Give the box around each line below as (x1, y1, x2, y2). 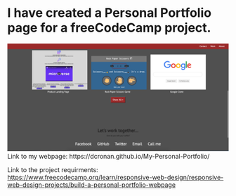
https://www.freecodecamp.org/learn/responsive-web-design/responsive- (7, 174, 224, 182)
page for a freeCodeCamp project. (7, 20, 211, 36)
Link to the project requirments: (7, 166, 98, 174)
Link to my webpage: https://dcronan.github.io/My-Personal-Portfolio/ (7, 152, 210, 161)
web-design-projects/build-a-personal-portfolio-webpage (7, 181, 176, 189)
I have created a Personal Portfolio (7, 5, 212, 21)
